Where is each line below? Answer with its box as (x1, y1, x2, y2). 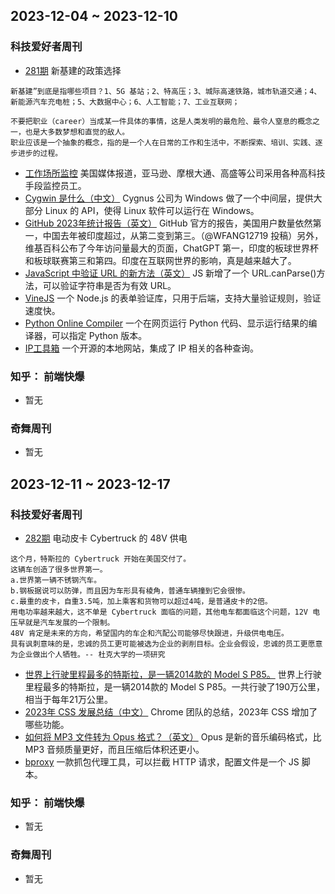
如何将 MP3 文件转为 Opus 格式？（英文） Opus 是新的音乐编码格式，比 (24, 730, 322, 743)
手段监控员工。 (24, 179, 87, 191)
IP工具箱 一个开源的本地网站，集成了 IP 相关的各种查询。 (24, 342, 260, 354)
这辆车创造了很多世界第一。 (10, 564, 108, 574)
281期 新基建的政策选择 (24, 64, 122, 76)
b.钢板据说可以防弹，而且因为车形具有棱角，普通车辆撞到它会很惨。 (10, 585, 250, 596)
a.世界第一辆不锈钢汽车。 (10, 575, 102, 585)
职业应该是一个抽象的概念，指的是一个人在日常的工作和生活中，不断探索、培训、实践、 (10, 137, 316, 148)
